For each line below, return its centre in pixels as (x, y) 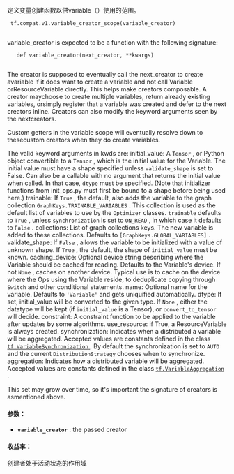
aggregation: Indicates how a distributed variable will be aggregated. (106, 361)
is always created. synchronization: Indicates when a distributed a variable (114, 331)
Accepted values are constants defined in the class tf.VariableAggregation (116, 368)
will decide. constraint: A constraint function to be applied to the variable (111, 317)
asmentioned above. (37, 397)
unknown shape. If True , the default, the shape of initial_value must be (112, 250)
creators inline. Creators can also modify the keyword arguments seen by (112, 111)
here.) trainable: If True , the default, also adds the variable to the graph (110, 198)
